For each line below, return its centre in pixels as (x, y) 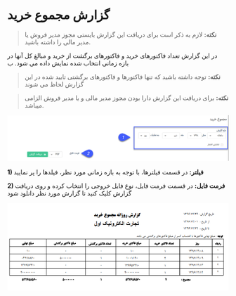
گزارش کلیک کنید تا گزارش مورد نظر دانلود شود (70, 193)
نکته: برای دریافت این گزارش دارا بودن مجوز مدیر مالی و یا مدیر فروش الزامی (126, 98)
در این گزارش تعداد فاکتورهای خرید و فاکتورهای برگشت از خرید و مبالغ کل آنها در (112, 56)
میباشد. (34, 105)
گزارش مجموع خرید (59, 15)
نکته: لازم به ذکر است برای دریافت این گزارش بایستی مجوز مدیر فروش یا (120, 34)
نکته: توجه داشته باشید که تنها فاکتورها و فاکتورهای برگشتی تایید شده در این (123, 77)
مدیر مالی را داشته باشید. (58, 41)
